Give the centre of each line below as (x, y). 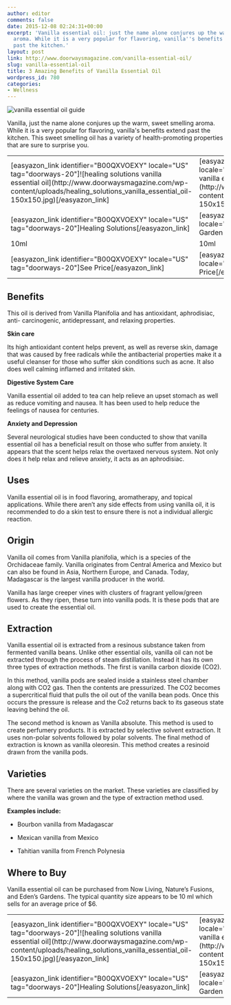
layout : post (26, 52)
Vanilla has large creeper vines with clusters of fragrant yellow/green (105, 592)
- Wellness (23, 90)
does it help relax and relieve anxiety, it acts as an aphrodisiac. (96, 459)
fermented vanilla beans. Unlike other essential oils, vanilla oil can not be (110, 652)
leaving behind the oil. (38, 710)
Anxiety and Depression (42, 423)
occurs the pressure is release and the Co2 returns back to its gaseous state (115, 702)
